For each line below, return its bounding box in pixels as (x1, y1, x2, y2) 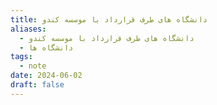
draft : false (10, 80, 65, 90)
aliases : (10, 24, 47, 34)
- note (19, 61, 47, 71)
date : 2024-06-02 (10, 71, 83, 81)
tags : (10, 52, 33, 62)
